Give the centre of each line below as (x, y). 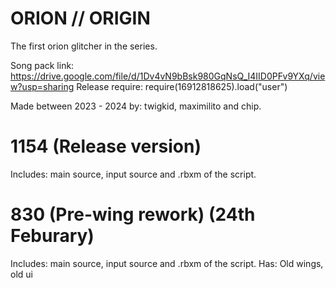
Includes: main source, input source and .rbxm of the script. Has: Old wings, (167, 263)
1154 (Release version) (106, 146)
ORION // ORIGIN (80, 18)
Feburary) (52, 236)
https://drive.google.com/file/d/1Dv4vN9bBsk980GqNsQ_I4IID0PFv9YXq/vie (168, 76)
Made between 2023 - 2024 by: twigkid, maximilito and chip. (136, 106)
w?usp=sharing (42, 86)
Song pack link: (42, 65)
